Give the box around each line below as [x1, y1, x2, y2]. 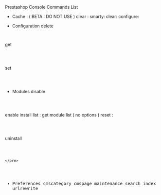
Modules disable [12, 89, 45, 94]
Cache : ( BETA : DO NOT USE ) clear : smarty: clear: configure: [12, 14, 140, 19]
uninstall [5, 136, 22, 141]
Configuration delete [12, 23, 54, 29]
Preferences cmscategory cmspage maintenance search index [12, 181, 156, 186]
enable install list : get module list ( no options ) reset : [5, 112, 113, 117]
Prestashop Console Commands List [5, 4, 78, 10]
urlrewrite [12, 186, 38, 191]
